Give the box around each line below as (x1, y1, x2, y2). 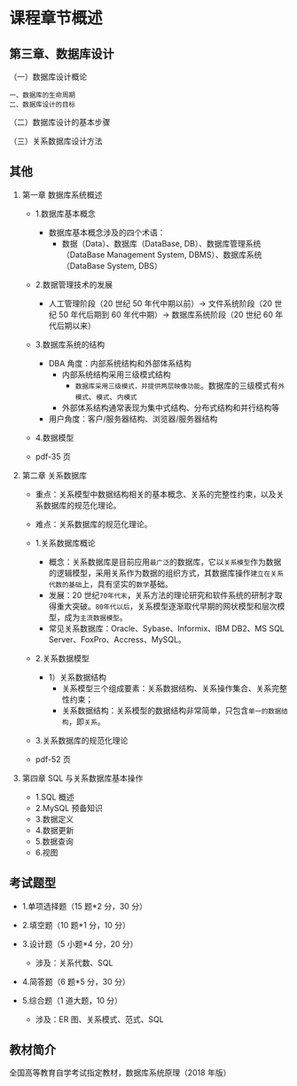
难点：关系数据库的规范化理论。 (35, 518, 152, 529)
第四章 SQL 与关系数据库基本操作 (21, 773, 144, 783)
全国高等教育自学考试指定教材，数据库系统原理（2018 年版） (9, 1067, 231, 1078)
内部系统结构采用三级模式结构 (61, 369, 171, 380)
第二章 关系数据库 (21, 469, 87, 480)
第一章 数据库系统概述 (21, 189, 103, 200)
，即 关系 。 (68, 716, 106, 727)
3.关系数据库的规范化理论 (35, 735, 129, 745)
